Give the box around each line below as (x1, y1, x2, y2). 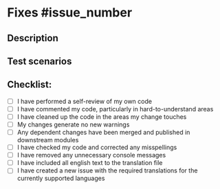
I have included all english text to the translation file (16, 159, 163, 167)
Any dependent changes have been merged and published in (16, 129, 190, 137)
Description (7, 32, 58, 44)
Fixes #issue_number (7, 5, 133, 21)
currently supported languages (16, 174, 105, 183)
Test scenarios (7, 55, 72, 67)
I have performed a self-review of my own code (16, 97, 153, 105)
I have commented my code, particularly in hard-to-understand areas (16, 104, 214, 113)
